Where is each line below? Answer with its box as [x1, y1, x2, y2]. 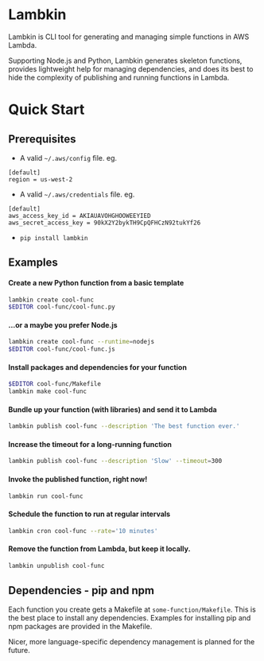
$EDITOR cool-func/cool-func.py [8, 303, 115, 311]
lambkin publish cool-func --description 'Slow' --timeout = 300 [8, 457, 223, 465]
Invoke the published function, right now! [8, 474, 148, 484]
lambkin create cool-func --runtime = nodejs [8, 338, 155, 346]
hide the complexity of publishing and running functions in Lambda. [8, 72, 230, 82]
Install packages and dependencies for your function [8, 362, 187, 371]
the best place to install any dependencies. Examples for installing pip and [8, 613, 251, 623]
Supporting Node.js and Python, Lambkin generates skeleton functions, [8, 56, 243, 65]
